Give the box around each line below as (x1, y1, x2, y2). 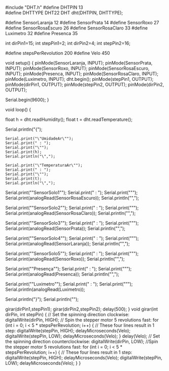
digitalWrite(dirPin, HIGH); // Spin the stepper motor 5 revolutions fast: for (5, 317, 159, 323)
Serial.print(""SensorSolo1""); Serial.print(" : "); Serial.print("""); (5, 190, 138, 195)
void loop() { (5, 107, 31, 112)
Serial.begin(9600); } (5, 97, 49, 103)
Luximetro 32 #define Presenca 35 (5, 30, 78, 36)
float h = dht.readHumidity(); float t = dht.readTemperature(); (5, 116, 133, 122)
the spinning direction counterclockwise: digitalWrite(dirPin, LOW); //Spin (5, 338, 158, 345)
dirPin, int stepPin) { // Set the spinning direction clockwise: (5, 312, 129, 317)
